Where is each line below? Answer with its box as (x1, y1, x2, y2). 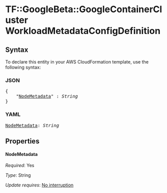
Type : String (5, 172, 31, 178)
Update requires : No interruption (5, 182, 74, 188)
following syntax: (5, 65, 41, 70)
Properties (5, 137, 40, 145)
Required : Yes (5, 163, 35, 169)
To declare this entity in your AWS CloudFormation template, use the (5, 59, 149, 65)
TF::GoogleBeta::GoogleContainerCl (5, 4, 162, 15)
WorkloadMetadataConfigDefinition (5, 25, 161, 37)
